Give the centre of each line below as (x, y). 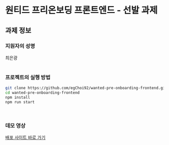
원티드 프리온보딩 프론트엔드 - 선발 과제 (81, 10)
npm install (18, 97)
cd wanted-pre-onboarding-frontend (43, 93)
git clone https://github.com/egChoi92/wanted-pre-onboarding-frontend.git (86, 88)
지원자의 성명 (20, 46)
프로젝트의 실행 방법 (28, 77)
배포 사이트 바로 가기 (25, 137)
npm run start (20, 102)
